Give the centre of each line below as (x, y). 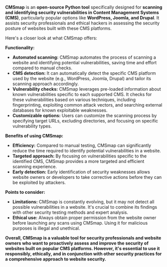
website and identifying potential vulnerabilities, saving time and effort (84, 63)
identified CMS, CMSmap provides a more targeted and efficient (78, 161)
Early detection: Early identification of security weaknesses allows (81, 172)
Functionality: (20, 48)
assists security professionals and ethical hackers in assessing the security (83, 23)
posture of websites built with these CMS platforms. (59, 28)
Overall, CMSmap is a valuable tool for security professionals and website (83, 238)
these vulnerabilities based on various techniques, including (74, 100)
